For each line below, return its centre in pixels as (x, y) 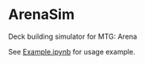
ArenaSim (42, 15)
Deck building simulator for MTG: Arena (72, 36)
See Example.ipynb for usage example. (72, 51)
